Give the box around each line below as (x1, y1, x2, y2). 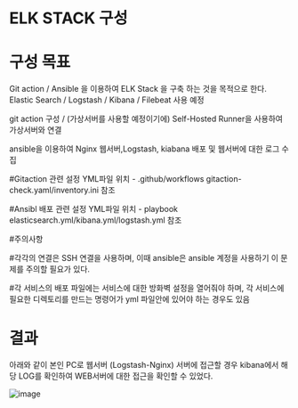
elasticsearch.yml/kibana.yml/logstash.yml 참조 (9, 215, 182, 225)
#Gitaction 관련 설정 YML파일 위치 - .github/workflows (9, 174, 205, 184)
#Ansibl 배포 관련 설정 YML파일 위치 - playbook (9, 204, 179, 215)
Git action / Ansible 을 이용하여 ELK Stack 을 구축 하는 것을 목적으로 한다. (9, 84, 267, 94)
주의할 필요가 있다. (25, 264, 91, 274)
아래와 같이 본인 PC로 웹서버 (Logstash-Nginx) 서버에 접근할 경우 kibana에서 (9, 360, 279, 371)
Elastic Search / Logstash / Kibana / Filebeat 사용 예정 (9, 94, 205, 105)
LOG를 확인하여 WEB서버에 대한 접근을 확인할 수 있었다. (18, 371, 213, 381)
